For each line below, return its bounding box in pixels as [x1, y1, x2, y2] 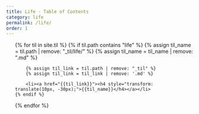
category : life [6, 14, 44, 20]
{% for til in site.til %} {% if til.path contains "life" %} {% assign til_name [14, 42, 191, 49]
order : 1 [6, 25, 28, 31]
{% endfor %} [14, 102, 49, 109]
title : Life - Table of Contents [6, 8, 89, 15]
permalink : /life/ [6, 20, 52, 26]
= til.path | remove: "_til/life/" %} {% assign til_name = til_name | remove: [14, 48, 193, 55]
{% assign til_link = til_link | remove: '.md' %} [26, 71, 154, 77]
